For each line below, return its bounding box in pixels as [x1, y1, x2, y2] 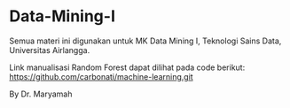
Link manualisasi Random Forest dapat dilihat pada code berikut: [9, 62, 246, 73]
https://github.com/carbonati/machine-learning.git [9, 71, 193, 81]
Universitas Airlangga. [9, 44, 90, 55]
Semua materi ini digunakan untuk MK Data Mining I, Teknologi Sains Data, [9, 35, 282, 46]
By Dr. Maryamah [9, 89, 73, 99]
